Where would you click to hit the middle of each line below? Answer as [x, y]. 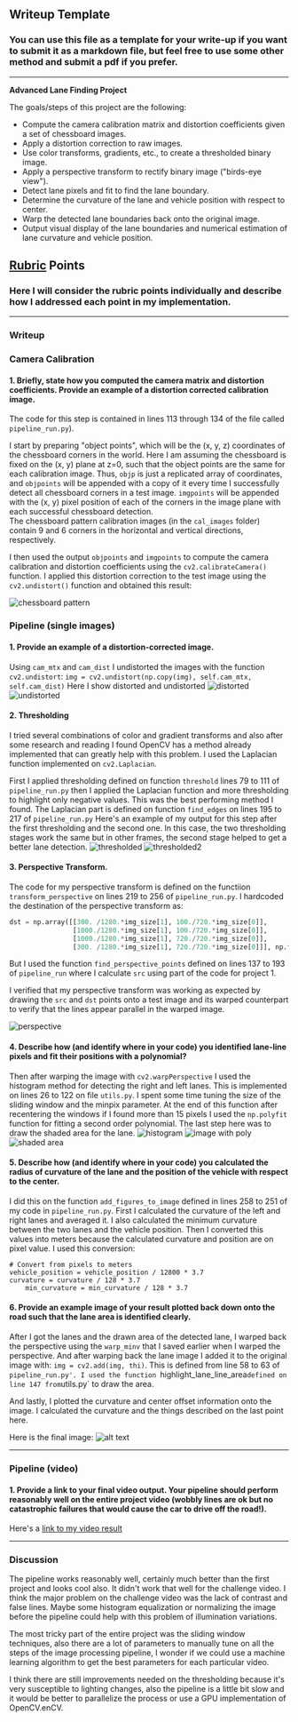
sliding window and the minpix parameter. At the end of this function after [143, 1104]
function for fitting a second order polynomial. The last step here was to [141, 1123]
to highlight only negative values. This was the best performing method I [141, 800]
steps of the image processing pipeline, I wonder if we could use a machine [147, 1653]
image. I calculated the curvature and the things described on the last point [146, 1411]
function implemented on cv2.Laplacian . [83, 763]
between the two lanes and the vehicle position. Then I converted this [137, 1229]
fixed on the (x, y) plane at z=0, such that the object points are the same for [147, 465]
